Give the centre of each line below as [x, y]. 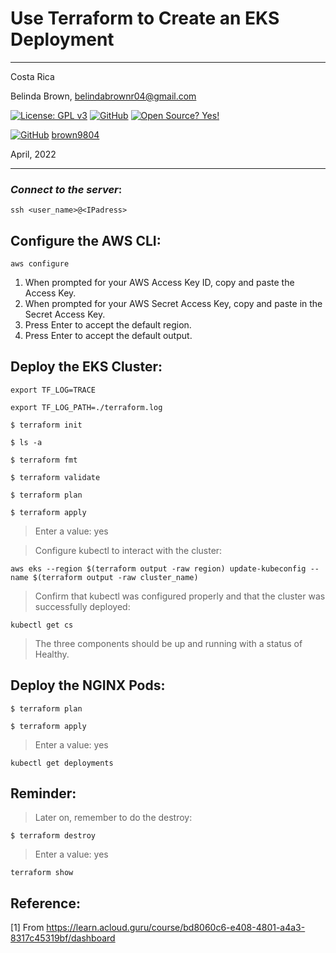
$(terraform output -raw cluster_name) [115, 577]
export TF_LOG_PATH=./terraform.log [86, 407]
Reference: [45, 903]
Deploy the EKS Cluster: [86, 367]
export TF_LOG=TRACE [53, 390]
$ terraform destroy [53, 836]
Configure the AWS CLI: [86, 240]
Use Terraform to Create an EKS [145, 18]
